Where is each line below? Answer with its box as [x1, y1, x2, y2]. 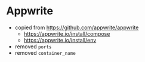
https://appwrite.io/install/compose [23, 30, 110, 37]
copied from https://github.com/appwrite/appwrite [14, 24, 139, 31]
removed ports [14, 43, 52, 50]
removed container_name [14, 49, 76, 56]
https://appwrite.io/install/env [23, 36, 97, 44]
